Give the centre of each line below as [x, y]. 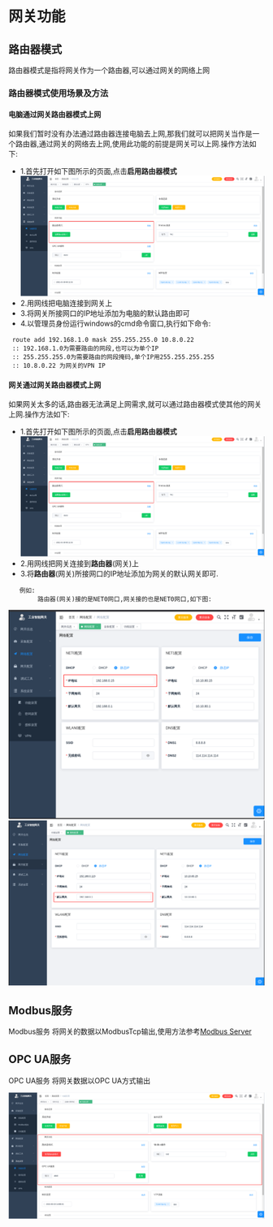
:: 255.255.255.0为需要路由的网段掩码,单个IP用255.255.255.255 [113, 357]
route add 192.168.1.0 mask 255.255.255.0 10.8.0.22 [103, 340]
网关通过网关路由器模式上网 [55, 385]
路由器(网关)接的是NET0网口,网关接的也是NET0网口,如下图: [125, 599]
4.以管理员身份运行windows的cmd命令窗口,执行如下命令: [115, 324]
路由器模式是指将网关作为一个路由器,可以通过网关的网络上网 [109, 70]
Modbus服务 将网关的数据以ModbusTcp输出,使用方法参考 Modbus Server [130, 1031]
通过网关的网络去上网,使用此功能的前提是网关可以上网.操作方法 [145, 144]
